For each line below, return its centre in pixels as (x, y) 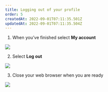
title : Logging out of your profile (42, 10)
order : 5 (14, 14)
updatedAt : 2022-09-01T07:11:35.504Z (44, 23)
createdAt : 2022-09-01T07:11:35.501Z (44, 19)
